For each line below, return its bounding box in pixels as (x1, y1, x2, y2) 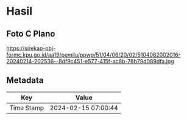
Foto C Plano (6, 29, 55, 39)
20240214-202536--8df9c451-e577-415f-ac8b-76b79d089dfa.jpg (6, 58, 175, 65)
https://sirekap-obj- (6, 44, 56, 52)
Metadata (6, 75, 44, 86)
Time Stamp (9, 104, 44, 112)
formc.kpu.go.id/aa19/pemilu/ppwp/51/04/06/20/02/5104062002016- (6, 51, 181, 58)
